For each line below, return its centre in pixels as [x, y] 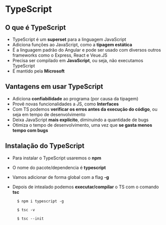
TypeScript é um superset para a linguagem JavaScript [69, 39]
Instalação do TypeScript [45, 146]
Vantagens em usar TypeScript [54, 87]
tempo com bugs [30, 130]
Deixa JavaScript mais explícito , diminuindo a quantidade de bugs [81, 120]
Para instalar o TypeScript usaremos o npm [57, 158]
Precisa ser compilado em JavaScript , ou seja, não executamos [78, 60]
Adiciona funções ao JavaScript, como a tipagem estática [72, 45]
